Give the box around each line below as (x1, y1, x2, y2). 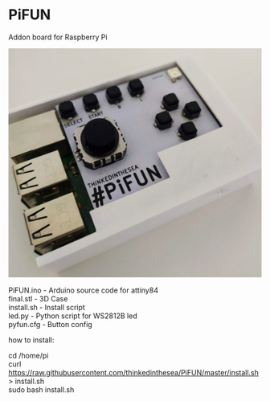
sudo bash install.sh (8, 385, 75, 395)
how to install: (8, 335, 55, 345)
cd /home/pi (8, 351, 49, 361)
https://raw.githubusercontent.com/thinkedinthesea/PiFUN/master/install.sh (8, 368, 260, 378)
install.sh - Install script (8, 303, 86, 313)
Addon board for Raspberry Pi (8, 32, 108, 42)
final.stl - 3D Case (8, 294, 68, 304)
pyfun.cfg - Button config (8, 320, 92, 329)
